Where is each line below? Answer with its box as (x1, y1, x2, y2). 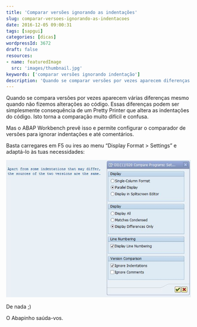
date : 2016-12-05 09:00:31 (6, 22, 72, 28)
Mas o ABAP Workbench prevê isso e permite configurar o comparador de (6, 124, 186, 132)
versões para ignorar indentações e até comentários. (6, 131, 134, 138)
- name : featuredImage (6, 59, 62, 65)
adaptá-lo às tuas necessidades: (6, 149, 85, 156)
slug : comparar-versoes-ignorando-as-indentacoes (6, 15, 130, 22)
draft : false (6, 47, 38, 53)
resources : (6, 53, 33, 59)
